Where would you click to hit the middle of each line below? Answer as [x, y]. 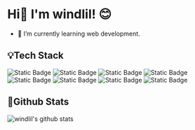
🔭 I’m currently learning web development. [79, 34]
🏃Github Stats [38, 102]
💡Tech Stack [36, 56]
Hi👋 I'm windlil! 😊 [60, 14]
